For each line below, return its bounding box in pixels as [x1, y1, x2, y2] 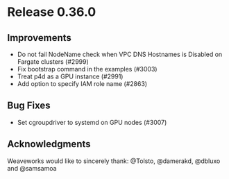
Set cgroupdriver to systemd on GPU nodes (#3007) [17, 118, 167, 126]
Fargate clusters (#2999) [17, 58, 89, 66]
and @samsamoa [7, 164, 57, 172]
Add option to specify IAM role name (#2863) [17, 80, 148, 87]
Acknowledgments [7, 138, 92, 150]
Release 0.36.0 [7, 4, 96, 20]
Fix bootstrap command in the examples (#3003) [17, 65, 158, 73]
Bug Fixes [7, 100, 51, 112]
